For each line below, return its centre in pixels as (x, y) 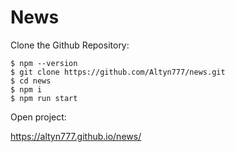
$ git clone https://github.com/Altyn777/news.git (118, 72)
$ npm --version (44, 63)
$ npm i (26, 89)
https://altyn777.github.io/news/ (76, 136)
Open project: (38, 117)
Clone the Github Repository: (70, 45)
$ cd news (31, 81)
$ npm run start (44, 98)
